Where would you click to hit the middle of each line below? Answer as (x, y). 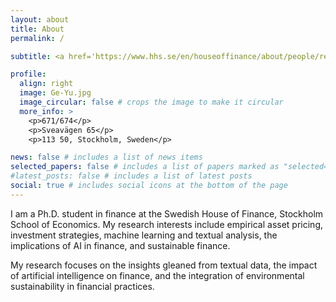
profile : (28, 74)
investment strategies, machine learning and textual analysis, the (144, 235)
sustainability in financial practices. (82, 286)
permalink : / (37, 38)
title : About (37, 29)
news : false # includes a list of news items (106, 157)
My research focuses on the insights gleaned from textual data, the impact (164, 265)
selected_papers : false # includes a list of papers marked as (145, 167)
